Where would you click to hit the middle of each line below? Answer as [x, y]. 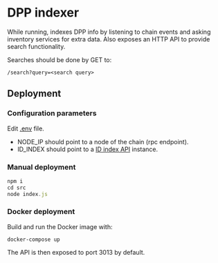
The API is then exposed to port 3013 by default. [76, 252]
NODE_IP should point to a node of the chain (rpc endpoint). [103, 142]
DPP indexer [43, 13]
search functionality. [36, 46]
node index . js [28, 194]
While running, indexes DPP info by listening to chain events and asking [109, 32]
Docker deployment [41, 212]
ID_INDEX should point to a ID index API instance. [88, 149]
